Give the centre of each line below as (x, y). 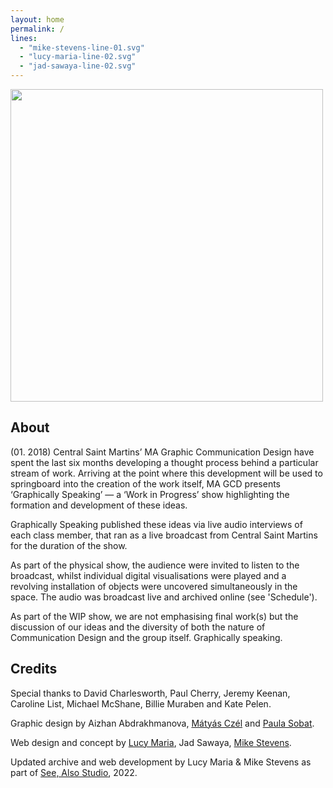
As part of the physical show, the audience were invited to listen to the (155, 565)
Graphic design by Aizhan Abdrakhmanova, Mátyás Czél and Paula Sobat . (162, 723)
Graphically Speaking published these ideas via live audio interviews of (156, 524)
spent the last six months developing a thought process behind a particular (164, 462)
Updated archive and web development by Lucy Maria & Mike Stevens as (161, 762)
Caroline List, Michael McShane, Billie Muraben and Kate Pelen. (141, 703)
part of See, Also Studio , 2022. (74, 772)
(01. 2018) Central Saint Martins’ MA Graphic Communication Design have (162, 452)
